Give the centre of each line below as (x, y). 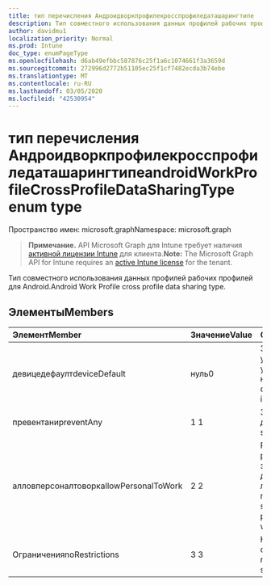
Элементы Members (61, 312)
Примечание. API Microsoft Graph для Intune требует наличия (135, 245)
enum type (45, 207)
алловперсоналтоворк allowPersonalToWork (98, 486)
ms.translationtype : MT (48, 76)
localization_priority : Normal (61, 38)
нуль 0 (202, 374)
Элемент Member (47, 335)
